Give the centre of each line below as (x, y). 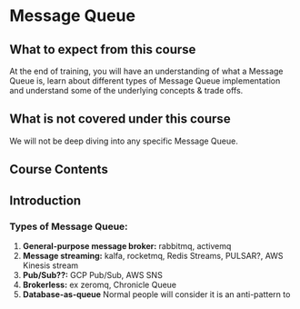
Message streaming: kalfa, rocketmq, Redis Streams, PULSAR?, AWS (153, 255)
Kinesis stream (50, 265)
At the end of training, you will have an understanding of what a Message (146, 71)
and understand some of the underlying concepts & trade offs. (126, 90)
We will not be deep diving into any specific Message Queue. (124, 141)
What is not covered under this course (120, 119)
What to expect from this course (103, 50)
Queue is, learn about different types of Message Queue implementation (145, 81)
